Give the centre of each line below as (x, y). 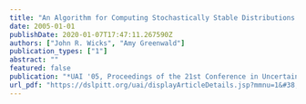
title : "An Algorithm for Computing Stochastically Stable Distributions (153, 18)
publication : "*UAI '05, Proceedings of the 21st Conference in (134, 77)
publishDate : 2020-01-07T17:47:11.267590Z (91, 34)
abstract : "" (34, 60)
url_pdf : (26, 85)
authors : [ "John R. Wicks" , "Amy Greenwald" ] (97, 43)
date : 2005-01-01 (42, 26)
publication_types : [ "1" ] (58, 52)
